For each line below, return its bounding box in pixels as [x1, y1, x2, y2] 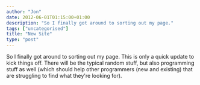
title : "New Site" [6, 31, 52, 37]
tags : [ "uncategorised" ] [6, 25, 69, 32]
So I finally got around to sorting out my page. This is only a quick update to [6, 53, 195, 60]
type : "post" [6, 37, 39, 42]
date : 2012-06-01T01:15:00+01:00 [6, 14, 90, 20]
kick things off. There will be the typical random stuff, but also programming [6, 59, 195, 66]
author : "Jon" [6, 8, 42, 15]
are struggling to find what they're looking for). [6, 72, 122, 79]
